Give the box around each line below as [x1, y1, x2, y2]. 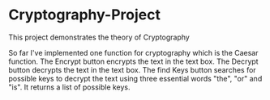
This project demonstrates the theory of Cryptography [8, 32, 191, 42]
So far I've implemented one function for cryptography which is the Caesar [8, 48, 259, 57]
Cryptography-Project [8, 6, 161, 24]
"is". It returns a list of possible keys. [8, 82, 131, 92]
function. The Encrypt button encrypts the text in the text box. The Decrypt [8, 56, 259, 66]
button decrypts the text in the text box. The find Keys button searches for [8, 65, 257, 74]
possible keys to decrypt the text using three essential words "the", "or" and [8, 73, 263, 83]
